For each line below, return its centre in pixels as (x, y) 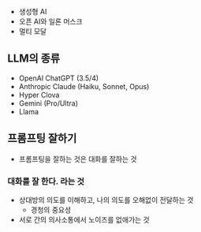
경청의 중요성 (51, 210)
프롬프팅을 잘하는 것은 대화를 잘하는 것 (78, 159)
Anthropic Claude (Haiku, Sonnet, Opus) (84, 86)
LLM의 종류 (34, 59)
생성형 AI (33, 11)
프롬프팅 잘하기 (42, 138)
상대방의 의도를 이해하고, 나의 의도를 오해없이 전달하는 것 (106, 200)
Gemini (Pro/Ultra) (48, 103)
